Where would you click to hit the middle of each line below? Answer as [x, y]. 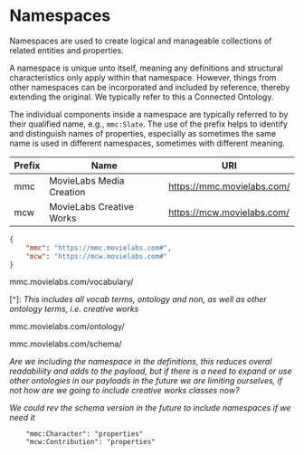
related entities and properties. [66, 50]
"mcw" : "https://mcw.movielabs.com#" [97, 256]
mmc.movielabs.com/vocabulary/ [71, 282]
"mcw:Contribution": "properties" [90, 442]
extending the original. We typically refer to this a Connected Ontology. [142, 97]
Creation [67, 192]
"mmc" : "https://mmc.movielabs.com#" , [99, 248]
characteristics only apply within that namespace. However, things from [143, 77]
